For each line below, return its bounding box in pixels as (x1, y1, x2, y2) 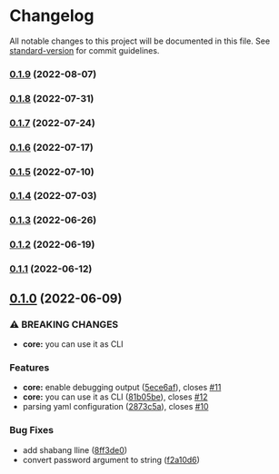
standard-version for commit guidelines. (9, 44, 160, 55)
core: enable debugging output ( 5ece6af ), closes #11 (22, 382, 222, 393)
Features (9, 360, 50, 373)
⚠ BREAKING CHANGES (9, 318, 119, 331)
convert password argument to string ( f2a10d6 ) (22, 454, 200, 465)
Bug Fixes (9, 424, 55, 437)
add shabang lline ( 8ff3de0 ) (22, 444, 128, 455)
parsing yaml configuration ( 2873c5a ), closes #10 (22, 401, 209, 412)
